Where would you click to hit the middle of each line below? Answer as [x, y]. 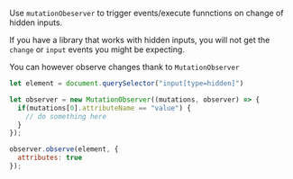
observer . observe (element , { [64, 149]
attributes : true [50, 158]
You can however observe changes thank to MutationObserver [124, 67]
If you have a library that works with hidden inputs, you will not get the [140, 40]
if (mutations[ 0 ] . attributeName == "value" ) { [105, 108]
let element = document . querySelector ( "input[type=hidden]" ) [127, 84]
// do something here [66, 116]
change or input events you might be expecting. [97, 49]
